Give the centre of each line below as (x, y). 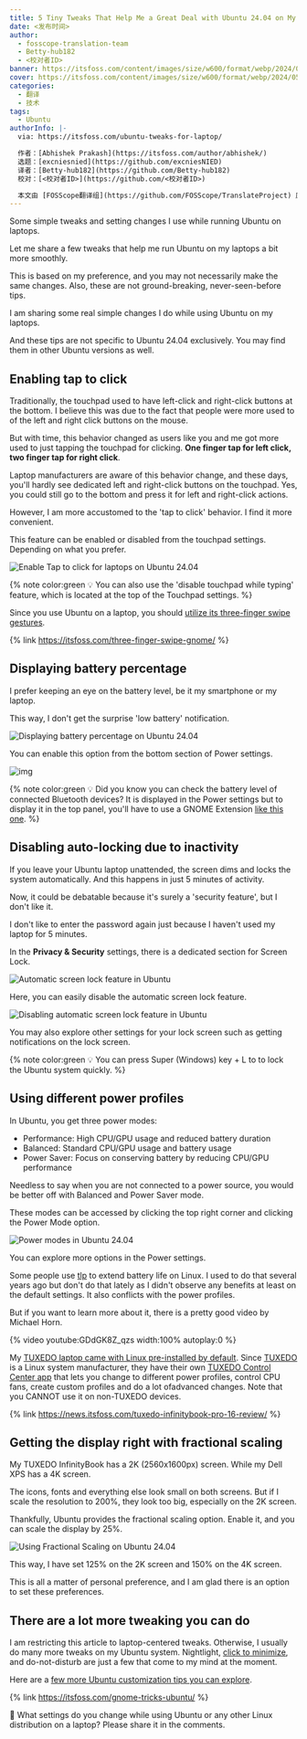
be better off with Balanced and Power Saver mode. (107, 1195)
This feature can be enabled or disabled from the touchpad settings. (138, 540)
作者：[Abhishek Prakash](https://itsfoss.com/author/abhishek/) (143, 153)
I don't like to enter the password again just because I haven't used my (143, 924)
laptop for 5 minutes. (49, 933)
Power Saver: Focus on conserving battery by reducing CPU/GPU (146, 1157)
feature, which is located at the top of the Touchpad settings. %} (131, 595)
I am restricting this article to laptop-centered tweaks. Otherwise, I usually (148, 1643)
